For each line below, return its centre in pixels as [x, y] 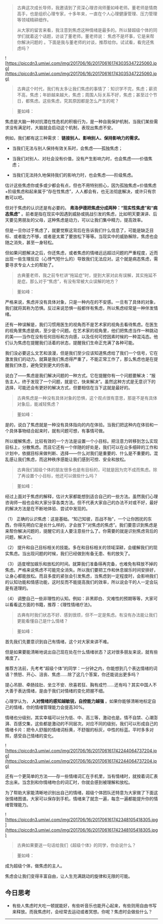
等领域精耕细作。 [34, 20]
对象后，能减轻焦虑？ [38, 404]
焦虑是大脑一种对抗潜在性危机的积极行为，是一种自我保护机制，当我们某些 [79, 122]
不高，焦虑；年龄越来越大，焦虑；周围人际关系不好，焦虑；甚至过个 [85, 95]
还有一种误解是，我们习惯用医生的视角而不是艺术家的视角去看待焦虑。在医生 [81, 324]
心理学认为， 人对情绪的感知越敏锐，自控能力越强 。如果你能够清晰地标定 [78, 701]
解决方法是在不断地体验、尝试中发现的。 [49, 508]
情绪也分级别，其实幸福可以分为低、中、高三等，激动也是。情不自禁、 [75, 717]
